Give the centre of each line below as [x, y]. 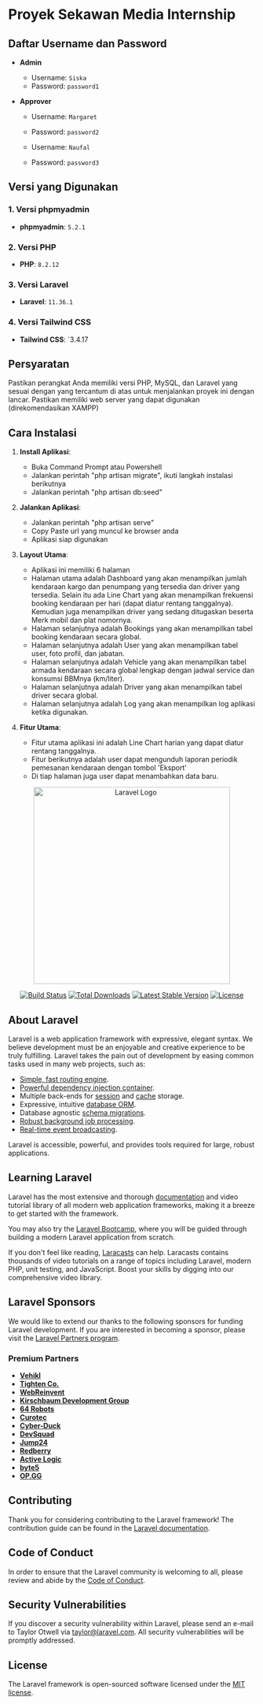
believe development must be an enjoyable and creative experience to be [127, 1047]
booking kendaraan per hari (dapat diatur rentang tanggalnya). [132, 603]
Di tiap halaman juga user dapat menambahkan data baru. [125, 776]
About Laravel [43, 1020]
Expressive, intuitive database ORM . [78, 1105]
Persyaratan [39, 364]
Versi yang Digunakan [63, 187]
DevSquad [37, 1434]
